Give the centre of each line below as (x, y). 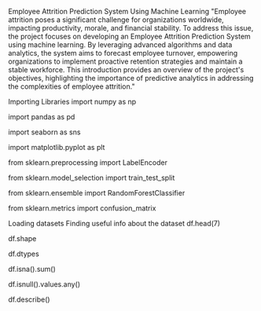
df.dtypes (24, 254)
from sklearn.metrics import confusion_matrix (82, 208)
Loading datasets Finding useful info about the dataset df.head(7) (114, 223)
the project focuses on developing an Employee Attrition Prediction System (130, 36)
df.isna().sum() (32, 269)
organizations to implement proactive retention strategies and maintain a (125, 61)
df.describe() (29, 299)
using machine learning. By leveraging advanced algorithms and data (120, 45)
